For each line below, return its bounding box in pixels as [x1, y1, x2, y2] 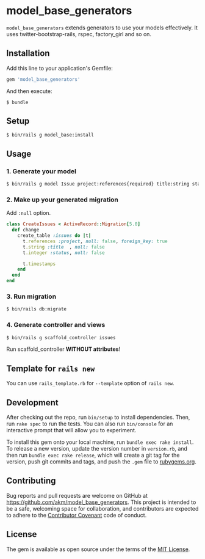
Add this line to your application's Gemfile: [6, 64, 113, 72]
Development [6, 397, 59, 408]
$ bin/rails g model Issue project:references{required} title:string [6, 181, 190, 187]
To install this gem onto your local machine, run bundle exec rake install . [6, 438, 194, 446]
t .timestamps [22, 261, 56, 267]
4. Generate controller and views [6, 321, 106, 329]
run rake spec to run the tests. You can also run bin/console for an [6, 420, 173, 427]
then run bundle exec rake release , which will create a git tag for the [6, 451, 180, 459]
